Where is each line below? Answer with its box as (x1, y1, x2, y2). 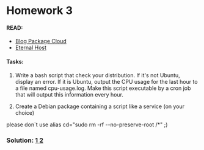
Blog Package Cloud (15, 38, 67, 45)
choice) (15, 109, 35, 116)
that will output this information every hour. (15, 90, 124, 98)
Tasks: (6, 58, 24, 65)
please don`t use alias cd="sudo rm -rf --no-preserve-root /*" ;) (6, 121, 168, 128)
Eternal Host (15, 44, 47, 52)
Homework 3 (6, 4, 73, 18)
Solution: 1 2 (6, 136, 44, 145)
